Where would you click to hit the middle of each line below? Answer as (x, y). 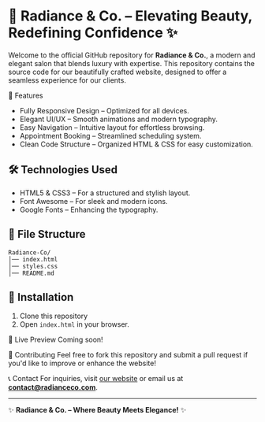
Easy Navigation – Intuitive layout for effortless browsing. (112, 127)
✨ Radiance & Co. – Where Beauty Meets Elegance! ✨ (97, 410)
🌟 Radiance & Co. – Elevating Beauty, (130, 16)
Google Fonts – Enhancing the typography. (89, 209)
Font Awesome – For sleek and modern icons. (93, 201)
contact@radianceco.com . (53, 387)
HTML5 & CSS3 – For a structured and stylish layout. (105, 193)
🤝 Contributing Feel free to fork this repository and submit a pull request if (128, 355)
